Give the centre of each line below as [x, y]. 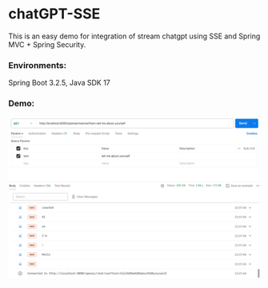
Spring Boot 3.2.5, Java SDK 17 [59, 83]
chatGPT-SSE [54, 14]
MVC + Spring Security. [47, 44]
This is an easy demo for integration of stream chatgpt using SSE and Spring [134, 36]
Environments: [37, 65]
